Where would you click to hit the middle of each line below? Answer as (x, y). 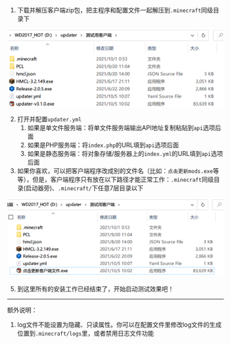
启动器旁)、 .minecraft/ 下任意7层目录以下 (84, 188)
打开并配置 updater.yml (49, 119)
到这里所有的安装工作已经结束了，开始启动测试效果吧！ (95, 289)
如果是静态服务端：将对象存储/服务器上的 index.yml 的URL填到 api (119, 154)
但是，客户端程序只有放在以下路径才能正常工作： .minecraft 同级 (123, 180)
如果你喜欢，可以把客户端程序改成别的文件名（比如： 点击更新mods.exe (115, 171)
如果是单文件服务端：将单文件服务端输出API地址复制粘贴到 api (115, 128)
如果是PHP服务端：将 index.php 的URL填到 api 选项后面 (103, 145)
